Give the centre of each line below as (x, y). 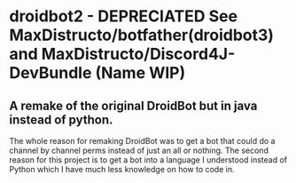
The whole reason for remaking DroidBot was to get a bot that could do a (142, 141)
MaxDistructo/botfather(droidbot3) (142, 35)
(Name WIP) (140, 73)
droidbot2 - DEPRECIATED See (123, 16)
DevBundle (51, 73)
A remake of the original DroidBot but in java (133, 105)
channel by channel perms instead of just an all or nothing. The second (139, 150)
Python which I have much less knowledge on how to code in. (122, 169)
